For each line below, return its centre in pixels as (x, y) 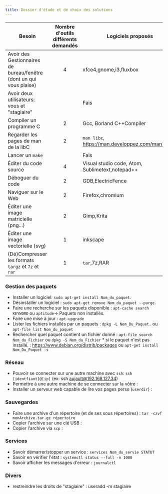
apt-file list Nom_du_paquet (43, 329)
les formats (21, 260)
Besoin (27, 36)
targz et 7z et (23, 266)
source (16, 169)
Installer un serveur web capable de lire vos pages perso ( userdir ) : (82, 389)
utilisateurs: (21, 99)
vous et (16, 105)
